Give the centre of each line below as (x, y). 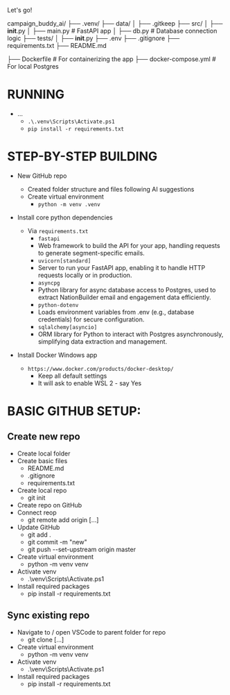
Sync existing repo (48, 616)
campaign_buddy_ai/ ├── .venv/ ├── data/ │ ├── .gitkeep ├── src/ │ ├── (115, 23)
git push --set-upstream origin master (82, 549)
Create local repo (42, 490)
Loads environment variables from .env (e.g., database (116, 312)
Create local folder (44, 453)
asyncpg (49, 283)
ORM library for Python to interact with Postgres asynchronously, (131, 334)
